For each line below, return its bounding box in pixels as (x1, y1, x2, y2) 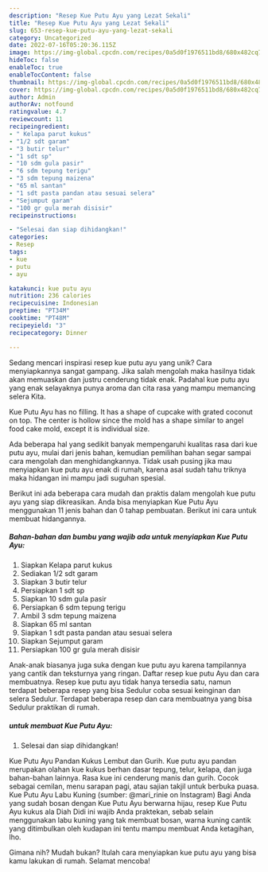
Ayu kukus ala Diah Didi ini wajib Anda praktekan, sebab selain (9, 807, 214, 816)
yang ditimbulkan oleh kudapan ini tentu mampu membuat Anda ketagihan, (9, 824, 254, 834)
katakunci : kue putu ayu (9, 284, 91, 293)
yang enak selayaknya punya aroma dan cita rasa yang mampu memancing (9, 383, 256, 392)
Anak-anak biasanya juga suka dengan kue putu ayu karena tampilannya (9, 660, 247, 670)
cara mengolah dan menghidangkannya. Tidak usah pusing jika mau (9, 456, 232, 465)
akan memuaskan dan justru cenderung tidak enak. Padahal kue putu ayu (9, 375, 250, 384)
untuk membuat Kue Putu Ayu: (9, 721, 113, 730)
